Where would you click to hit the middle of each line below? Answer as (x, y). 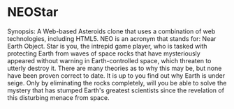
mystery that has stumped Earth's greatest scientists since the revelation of (116, 90)
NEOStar (33, 12)
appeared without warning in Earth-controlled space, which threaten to (109, 60)
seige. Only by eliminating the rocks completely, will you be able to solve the (117, 83)
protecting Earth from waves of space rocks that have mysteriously (104, 53)
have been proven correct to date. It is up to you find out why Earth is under (116, 75)
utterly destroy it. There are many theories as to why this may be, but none (115, 68)
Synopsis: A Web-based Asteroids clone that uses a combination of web (111, 31)
